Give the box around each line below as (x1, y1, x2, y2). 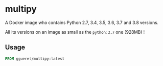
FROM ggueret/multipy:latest (5, 56, 65, 61)
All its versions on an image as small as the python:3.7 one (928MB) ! (5, 29, 145, 35)
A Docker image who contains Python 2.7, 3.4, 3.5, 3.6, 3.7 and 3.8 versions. (5, 20, 159, 25)
